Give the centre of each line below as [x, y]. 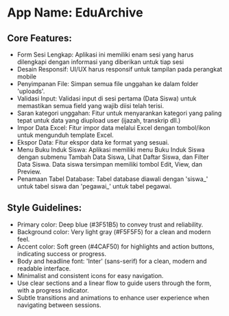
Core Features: [39, 38]
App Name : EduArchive [75, 13]
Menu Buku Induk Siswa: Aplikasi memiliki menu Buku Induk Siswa [111, 150]
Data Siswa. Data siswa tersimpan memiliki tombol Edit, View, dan [110, 164]
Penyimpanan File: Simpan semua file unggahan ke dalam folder [108, 84]
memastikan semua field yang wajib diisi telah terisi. [91, 106]
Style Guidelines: [45, 208]
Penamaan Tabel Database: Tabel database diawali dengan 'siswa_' [112, 179]
